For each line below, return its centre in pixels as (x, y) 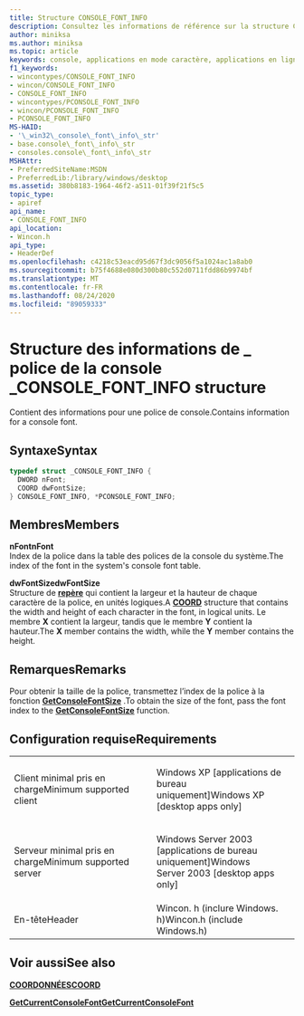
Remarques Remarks (68, 670)
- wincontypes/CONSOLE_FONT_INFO (72, 77)
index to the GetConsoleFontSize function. (90, 711)
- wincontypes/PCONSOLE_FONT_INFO (75, 102)
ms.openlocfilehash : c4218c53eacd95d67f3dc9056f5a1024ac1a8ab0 (131, 262)
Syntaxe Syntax (53, 450)
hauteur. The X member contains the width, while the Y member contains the (152, 631)
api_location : (36, 228)
